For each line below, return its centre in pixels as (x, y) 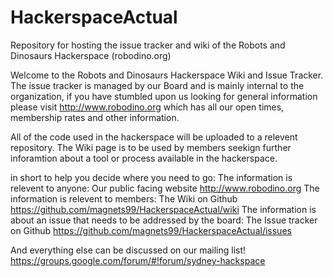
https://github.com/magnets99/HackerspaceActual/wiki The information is (163, 209)
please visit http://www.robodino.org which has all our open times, (147, 107)
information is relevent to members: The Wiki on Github (124, 198)
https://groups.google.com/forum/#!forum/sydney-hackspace (138, 260)
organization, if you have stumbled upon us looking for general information (164, 96)
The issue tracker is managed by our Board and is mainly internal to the (157, 85)
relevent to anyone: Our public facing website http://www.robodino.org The (165, 188)
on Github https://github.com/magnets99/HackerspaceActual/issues (151, 230)
